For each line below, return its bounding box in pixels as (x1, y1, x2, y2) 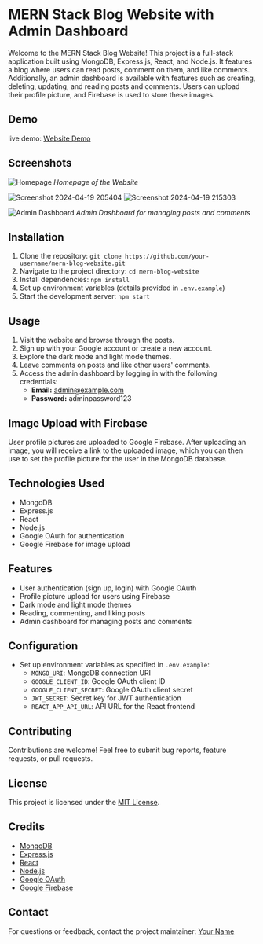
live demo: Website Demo (8, 134, 91, 143)
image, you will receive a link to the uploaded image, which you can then (8, 446, 243, 455)
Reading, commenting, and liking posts (19, 608, 146, 618)
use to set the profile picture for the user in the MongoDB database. (8, 454, 228, 463)
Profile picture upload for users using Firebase (19, 591, 170, 601)
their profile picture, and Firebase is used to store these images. (8, 90, 215, 99)
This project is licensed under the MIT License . (8, 798, 160, 807)
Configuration (8, 639, 79, 653)
